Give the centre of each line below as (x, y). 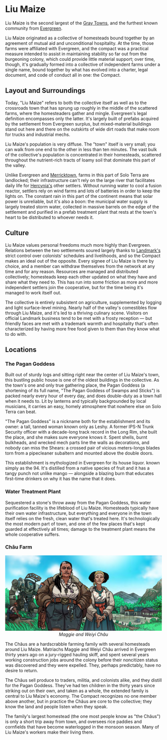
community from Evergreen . (34, 28)
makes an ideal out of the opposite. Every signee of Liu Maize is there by (80, 261)
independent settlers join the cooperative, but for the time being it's (74, 287)
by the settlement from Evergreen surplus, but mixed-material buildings (78, 124)
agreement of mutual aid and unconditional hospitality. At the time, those (80, 43)
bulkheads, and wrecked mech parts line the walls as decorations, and (77, 443)
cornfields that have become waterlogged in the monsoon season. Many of (82, 727)
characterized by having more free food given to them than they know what (83, 329)
